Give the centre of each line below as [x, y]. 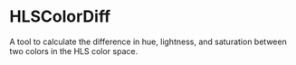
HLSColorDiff [60, 17]
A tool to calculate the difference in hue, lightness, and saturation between [148, 42]
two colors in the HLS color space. [74, 51]
